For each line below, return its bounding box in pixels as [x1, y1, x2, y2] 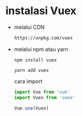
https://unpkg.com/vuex [14, 35, 73, 41]
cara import [14, 78, 42, 85]
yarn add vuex [14, 67, 49, 73]
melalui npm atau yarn [14, 45, 68, 52]
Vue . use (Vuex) [14, 105, 49, 111]
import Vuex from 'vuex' [14, 94, 76, 101]
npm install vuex [14, 57, 57, 63]
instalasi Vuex [5, 4, 77, 18]
